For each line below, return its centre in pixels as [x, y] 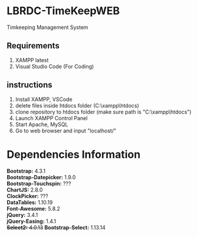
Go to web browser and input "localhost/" [66, 131]
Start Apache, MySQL [42, 124]
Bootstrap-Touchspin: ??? [39, 183]
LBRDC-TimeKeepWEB [63, 11]
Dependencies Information [74, 154]
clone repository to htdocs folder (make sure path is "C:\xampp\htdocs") [103, 112]
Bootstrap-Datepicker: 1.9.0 [41, 177]
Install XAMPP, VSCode [44, 99]
